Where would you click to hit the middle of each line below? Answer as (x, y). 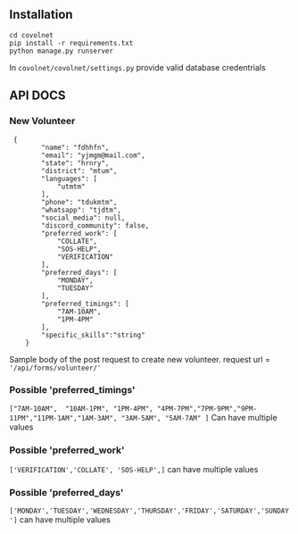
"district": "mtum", (79, 171)
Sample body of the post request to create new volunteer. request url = (140, 359)
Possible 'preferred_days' (66, 493)
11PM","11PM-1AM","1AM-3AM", (63, 418)
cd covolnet (31, 35)
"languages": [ (70, 179)
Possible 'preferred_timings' (72, 390)
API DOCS (37, 96)
